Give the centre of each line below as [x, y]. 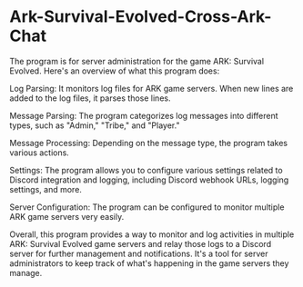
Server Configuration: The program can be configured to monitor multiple [147, 207]
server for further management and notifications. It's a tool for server [139, 253]
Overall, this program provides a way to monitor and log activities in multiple [152, 234]
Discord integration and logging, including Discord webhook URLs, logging [149, 180]
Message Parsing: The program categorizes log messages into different [144, 115]
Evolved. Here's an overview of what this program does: [115, 71]
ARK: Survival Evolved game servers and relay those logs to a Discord [140, 243]
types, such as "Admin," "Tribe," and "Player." [95, 125]
